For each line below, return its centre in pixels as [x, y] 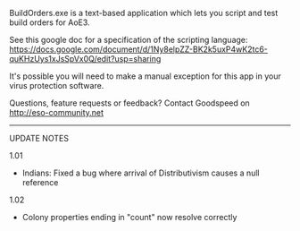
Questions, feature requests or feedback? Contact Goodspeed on [129, 103]
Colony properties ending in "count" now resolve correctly [129, 217]
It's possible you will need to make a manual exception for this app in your [145, 76]
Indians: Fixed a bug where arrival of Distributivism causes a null [141, 173]
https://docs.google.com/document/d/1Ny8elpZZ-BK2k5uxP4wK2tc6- [138, 49]
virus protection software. [57, 86]
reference [40, 182]
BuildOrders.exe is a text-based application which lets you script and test [144, 13]
